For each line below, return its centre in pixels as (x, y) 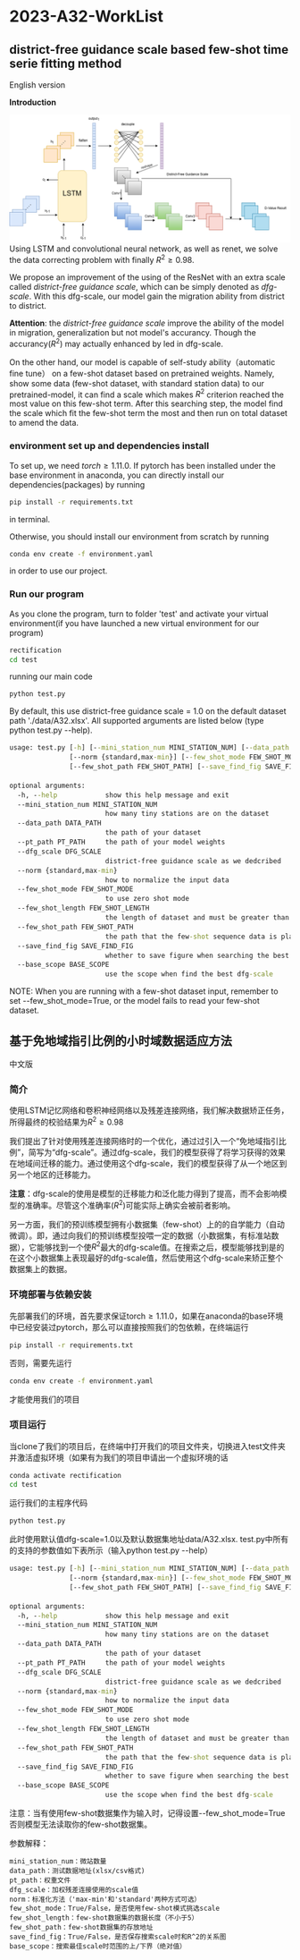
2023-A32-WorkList (86, 17)
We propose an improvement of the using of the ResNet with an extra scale (147, 277)
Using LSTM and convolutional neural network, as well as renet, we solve (144, 249)
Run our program (47, 594)
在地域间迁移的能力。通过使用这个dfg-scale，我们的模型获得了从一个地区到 (148, 1163)
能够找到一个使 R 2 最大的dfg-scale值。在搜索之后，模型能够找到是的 (160, 1246)
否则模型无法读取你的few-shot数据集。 (81, 1824)
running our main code (51, 676)
